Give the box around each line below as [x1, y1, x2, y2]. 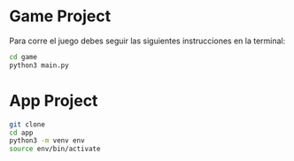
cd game [9, 52, 38, 61]
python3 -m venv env [9, 136, 86, 145]
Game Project [9, 6, 112, 27]
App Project [9, 90, 98, 111]
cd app [9, 128, 34, 137]
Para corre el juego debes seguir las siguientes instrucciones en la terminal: [9, 35, 286, 46]
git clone [9, 119, 46, 129]
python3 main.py [9, 60, 69, 70]
